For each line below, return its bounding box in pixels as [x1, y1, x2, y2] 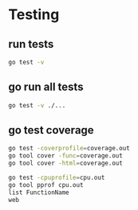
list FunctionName [8, 189, 69, 196]
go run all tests [8, 80, 84, 94]
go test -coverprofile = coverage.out [8, 145, 130, 153]
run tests [8, 37, 54, 51]
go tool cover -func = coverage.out [8, 152, 124, 160]
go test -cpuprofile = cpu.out [8, 173, 105, 181]
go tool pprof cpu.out [8, 181, 84, 189]
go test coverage [8, 123, 94, 137]
